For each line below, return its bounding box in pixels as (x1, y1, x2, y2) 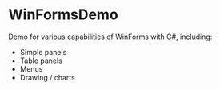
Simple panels (19, 47, 67, 57)
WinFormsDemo (8, 6, 118, 24)
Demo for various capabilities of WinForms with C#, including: (8, 32, 213, 41)
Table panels (19, 56, 62, 65)
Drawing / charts (19, 72, 76, 82)
